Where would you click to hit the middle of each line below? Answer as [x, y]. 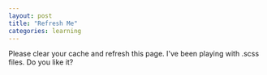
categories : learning [45, 31]
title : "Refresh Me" [43, 23]
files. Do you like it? [41, 62]
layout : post [30, 16]
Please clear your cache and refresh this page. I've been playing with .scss [134, 54]
